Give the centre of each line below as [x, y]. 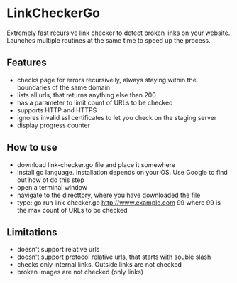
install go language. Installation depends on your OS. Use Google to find [122, 172]
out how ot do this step [50, 180]
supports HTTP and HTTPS [57, 110]
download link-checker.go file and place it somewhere [96, 164]
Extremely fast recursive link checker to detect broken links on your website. [118, 33]
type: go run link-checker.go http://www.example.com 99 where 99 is [119, 202]
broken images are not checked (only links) [80, 272]
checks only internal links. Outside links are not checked [99, 265]
